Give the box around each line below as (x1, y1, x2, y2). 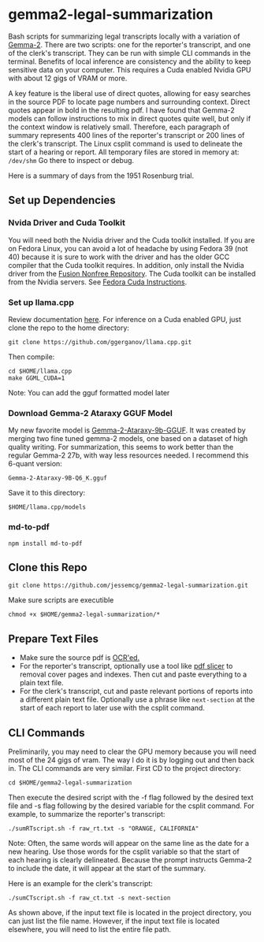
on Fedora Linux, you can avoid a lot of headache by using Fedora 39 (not (8, 243, 248, 253)
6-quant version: (8, 459, 63, 469)
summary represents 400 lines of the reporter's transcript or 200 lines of (8, 130, 245, 139)
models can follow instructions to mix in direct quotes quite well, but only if (8, 113, 251, 123)
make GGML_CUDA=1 (8, 374, 65, 382)
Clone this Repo (8, 561, 88, 574)
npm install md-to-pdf (8, 540, 83, 547)
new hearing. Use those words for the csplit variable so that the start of (8, 847, 240, 856)
